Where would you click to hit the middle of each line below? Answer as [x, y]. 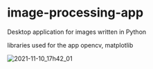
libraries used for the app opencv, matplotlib [70, 45]
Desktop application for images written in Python [77, 32]
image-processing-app [75, 13]
